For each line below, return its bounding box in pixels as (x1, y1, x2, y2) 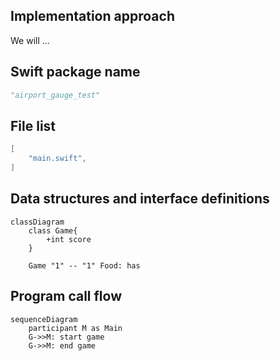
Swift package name (10, 64, 141, 81)
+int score (46, 234, 92, 244)
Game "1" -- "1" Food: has (28, 260, 141, 271)
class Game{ (28, 225, 78, 236)
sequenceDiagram (10, 314, 78, 324)
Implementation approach (10, 8, 175, 25)
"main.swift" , (28, 154, 87, 164)
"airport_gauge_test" (10, 90, 101, 100)
